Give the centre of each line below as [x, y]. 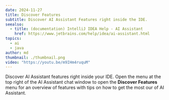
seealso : [15, 24]
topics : [14, 39]
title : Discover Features [33, 15]
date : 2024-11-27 [24, 10]
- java [17, 48]
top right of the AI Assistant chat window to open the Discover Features [81, 82]
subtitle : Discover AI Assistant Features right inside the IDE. [76, 19]
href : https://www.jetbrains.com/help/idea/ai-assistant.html [82, 34]
